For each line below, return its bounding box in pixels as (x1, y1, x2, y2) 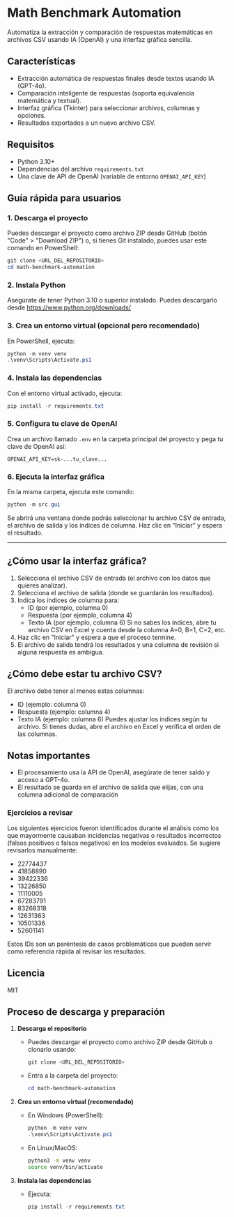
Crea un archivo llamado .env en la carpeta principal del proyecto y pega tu (7, 434, 224, 443)
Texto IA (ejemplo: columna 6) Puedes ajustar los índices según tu (17, 714, 208, 723)
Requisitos (7, 139, 54, 151)
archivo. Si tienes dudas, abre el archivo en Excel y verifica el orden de (17, 722, 221, 730)
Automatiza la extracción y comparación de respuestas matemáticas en (7, 28, 213, 36)
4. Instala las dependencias (7, 373, 102, 383)
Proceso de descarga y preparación (7, 1006, 165, 1018)
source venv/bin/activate (27, 1163, 103, 1170)
